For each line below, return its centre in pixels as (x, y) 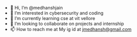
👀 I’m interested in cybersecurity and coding (57, 13)
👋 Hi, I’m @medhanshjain (36, 8)
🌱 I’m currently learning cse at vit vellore (53, 18)
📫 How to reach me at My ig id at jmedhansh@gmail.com (71, 29)
